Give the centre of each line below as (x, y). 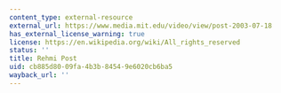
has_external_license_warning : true (77, 34)
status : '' (29, 50)
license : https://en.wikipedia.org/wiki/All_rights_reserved (125, 42)
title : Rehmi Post (43, 58)
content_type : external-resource (71, 17)
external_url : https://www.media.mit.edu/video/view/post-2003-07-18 (141, 26)
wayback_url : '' (39, 75)
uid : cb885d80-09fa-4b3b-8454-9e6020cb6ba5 (91, 67)
